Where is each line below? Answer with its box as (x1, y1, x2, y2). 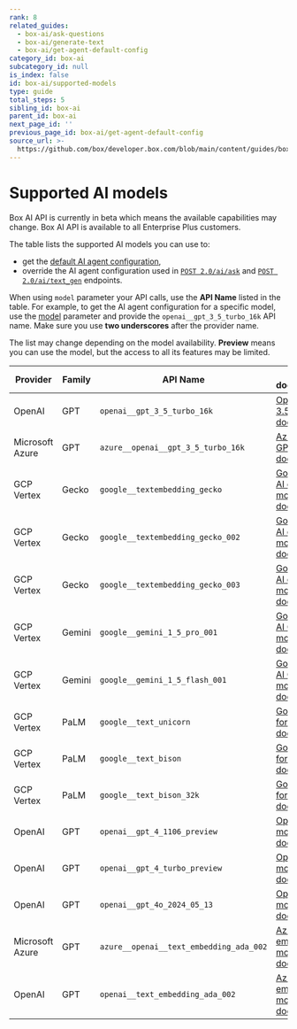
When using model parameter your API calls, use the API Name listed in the (9, 291, 281, 302)
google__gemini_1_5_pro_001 (99, 627, 218, 638)
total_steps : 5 (9, 95, 65, 104)
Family (61, 373, 91, 385)
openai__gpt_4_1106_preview (99, 826, 218, 837)
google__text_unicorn (99, 716, 191, 727)
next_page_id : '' (9, 120, 73, 129)
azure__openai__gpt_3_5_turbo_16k (99, 442, 245, 453)
